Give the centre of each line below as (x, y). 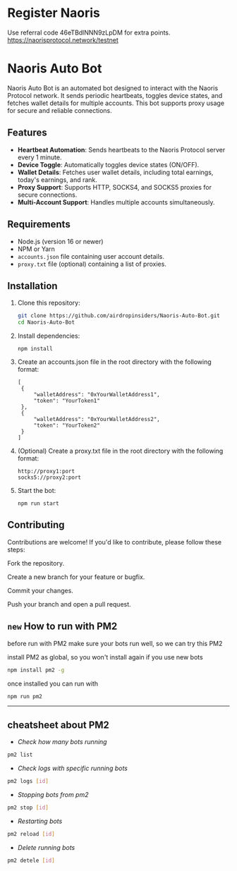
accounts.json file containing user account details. (91, 256)
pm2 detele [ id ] (31, 860)
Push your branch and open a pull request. (69, 604)
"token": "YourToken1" (67, 401)
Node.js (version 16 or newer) (60, 241)
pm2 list (20, 755)
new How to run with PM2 (62, 627)
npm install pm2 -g (36, 670)
